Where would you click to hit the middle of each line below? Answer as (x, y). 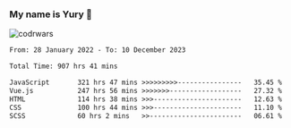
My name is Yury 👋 (51, 14)
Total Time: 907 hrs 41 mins (64, 66)
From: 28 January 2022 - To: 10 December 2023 (98, 50)
